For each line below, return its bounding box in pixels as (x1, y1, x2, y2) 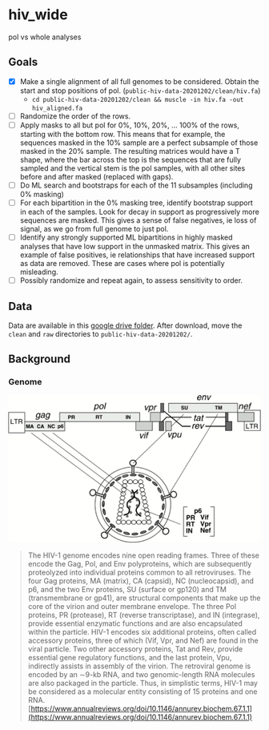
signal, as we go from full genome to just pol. (19, 224, 169, 234)
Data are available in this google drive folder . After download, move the (8, 321, 243, 330)
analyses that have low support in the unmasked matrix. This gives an (19, 242, 251, 252)
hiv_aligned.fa (31, 104, 82, 112)
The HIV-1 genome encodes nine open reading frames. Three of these (27, 551, 260, 560)
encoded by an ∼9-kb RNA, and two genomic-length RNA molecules (27, 669, 255, 679)
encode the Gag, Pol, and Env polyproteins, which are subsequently (27, 559, 252, 568)
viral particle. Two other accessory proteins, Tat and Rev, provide (27, 643, 243, 654)
